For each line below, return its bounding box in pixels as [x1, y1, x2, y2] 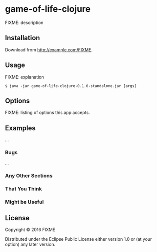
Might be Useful [5, 199, 44, 206]
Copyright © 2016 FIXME [5, 227, 56, 233]
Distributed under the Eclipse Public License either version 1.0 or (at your [5, 236, 152, 242]
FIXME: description [5, 20, 44, 25]
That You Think [5, 185, 42, 192]
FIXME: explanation [5, 74, 44, 80]
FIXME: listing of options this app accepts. [5, 110, 90, 115]
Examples [5, 124, 36, 132]
